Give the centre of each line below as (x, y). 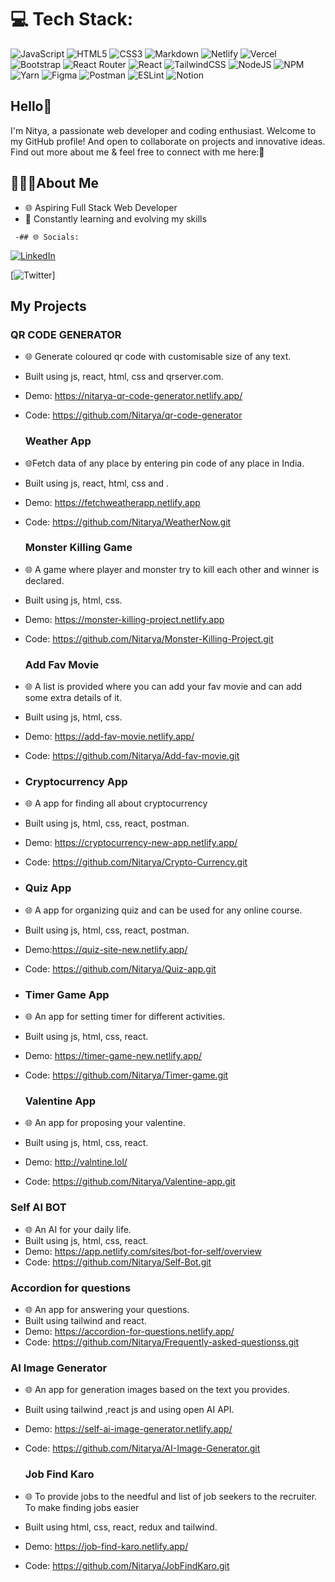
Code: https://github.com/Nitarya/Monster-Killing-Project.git (149, 638)
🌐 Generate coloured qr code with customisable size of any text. (158, 357)
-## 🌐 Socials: (47, 237)
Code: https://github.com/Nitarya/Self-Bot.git (118, 1262)
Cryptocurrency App (76, 782)
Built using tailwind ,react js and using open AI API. (129, 1410)
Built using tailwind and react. (85, 1320)
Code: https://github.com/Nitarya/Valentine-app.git (130, 1182)
